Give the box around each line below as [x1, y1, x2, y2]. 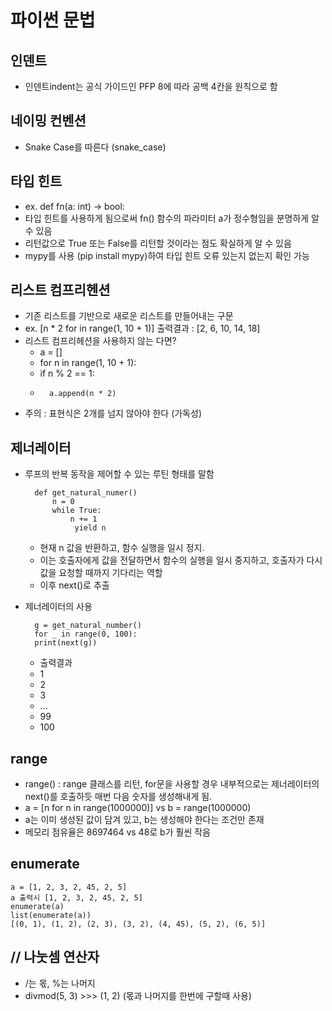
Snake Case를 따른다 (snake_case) [24, 141, 167, 153]
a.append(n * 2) [48, 389, 117, 399]
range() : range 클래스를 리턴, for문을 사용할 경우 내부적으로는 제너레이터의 [24, 778, 320, 790]
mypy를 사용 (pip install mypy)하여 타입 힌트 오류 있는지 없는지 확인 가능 [24, 249, 310, 261]
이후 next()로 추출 [39, 579, 110, 591]
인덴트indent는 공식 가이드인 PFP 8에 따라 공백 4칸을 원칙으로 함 [24, 81, 278, 92]
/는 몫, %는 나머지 [24, 977, 96, 989]
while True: [51, 506, 102, 516]
